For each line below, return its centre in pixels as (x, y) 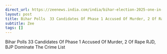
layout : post (19, 14)
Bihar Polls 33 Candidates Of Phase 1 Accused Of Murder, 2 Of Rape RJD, (81, 42)
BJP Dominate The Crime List (35, 47)
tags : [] (14, 28)
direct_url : (17, 10)
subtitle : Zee (20, 23)
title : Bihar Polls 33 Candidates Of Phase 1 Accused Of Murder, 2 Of (81, 19)
